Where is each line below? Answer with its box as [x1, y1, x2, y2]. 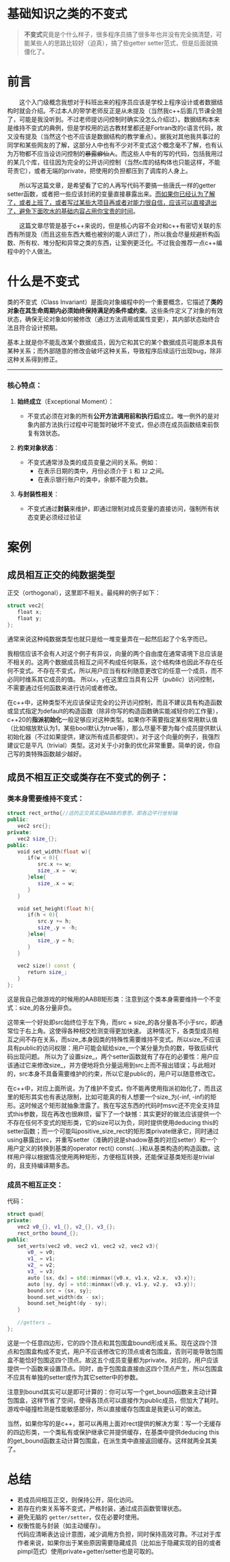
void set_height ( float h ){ [16, 905, 94, 912]
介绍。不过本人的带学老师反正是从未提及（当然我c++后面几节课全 [30, 106, 217, 115]
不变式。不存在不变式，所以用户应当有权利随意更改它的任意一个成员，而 [12, 666, 217, 674]
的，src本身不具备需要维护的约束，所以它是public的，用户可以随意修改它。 [7, 1069, 219, 1078]
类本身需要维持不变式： [7, 794, 84, 803]
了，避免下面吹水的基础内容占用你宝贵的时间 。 [7, 206, 139, 215]
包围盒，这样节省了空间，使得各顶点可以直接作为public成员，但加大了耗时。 [7, 1396, 222, 1404]
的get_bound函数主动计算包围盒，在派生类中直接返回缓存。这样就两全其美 [7, 1436, 218, 1445]
